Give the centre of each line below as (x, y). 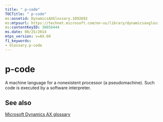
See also (18, 102)
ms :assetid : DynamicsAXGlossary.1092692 (47, 18)
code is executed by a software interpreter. (48, 88)
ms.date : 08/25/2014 (26, 32)
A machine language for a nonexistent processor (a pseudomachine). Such (80, 82)
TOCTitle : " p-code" (26, 14)
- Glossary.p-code (24, 45)
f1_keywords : (18, 41)
